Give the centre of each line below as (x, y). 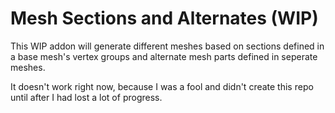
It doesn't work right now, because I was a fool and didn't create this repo (162, 86)
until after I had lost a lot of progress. (86, 97)
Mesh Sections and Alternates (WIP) (164, 18)
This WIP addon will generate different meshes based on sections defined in (167, 46)
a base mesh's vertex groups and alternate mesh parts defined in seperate (164, 56)
